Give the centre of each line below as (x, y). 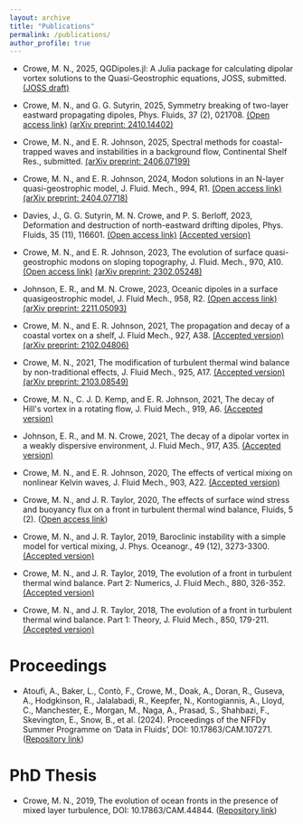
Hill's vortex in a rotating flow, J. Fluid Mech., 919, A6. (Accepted (143, 409)
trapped (37, 152)
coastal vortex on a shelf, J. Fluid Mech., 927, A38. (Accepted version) (153, 336)
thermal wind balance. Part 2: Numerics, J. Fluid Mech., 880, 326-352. (154, 583)
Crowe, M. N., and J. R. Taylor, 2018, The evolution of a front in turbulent (157, 611)
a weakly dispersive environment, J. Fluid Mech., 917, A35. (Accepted (152, 446)
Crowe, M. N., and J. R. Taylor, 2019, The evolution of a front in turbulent (157, 573)
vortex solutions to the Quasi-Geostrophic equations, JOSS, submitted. (155, 79)
